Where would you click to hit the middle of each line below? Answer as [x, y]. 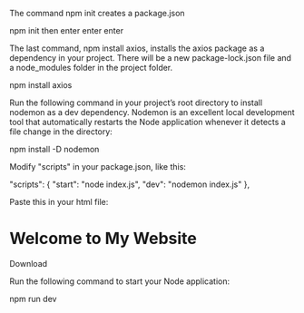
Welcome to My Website [103, 239]
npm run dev [33, 298]
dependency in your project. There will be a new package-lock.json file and [151, 58]
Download [29, 263]
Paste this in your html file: [59, 202]
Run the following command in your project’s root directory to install [136, 103]
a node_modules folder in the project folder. [91, 68]
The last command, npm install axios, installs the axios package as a [137, 48]
